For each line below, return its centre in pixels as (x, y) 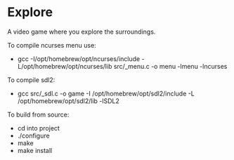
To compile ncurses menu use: (52, 45)
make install (35, 150)
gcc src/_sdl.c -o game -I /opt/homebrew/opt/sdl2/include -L (106, 93)
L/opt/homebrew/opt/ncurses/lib (65, 66)
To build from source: (38, 114)
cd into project (38, 128)
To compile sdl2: (31, 80)
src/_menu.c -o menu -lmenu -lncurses (170, 66)
